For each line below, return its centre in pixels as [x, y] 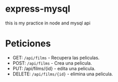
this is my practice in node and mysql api [48, 23]
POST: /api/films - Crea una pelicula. [52, 63]
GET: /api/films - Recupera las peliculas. [56, 58]
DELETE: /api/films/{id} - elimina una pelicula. [63, 74]
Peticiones [28, 44]
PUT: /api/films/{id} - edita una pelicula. [54, 68]
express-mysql [38, 9]
